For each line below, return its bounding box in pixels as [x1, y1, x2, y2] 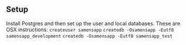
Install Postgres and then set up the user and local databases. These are [6, 20, 180, 27]
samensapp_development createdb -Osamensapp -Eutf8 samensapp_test [6, 33, 173, 39]
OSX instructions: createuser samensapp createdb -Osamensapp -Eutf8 [6, 26, 174, 33]
